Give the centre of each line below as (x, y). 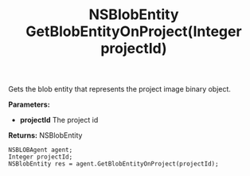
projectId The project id (59, 120)
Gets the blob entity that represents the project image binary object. (119, 89)
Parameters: (29, 104)
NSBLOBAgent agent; (41, 150)
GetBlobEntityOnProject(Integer (134, 31)
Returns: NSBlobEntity (45, 135)
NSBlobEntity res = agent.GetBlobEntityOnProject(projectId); (113, 164)
